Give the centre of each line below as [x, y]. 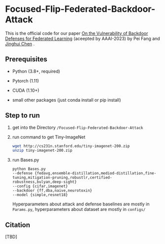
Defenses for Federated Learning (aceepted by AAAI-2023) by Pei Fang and [83, 39]
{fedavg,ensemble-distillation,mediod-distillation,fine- [95, 173]
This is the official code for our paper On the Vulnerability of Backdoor [77, 33]
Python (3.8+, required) [36, 71]
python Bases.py [29, 169]
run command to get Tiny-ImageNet [49, 137]
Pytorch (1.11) [26, 81]
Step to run [22, 115]
